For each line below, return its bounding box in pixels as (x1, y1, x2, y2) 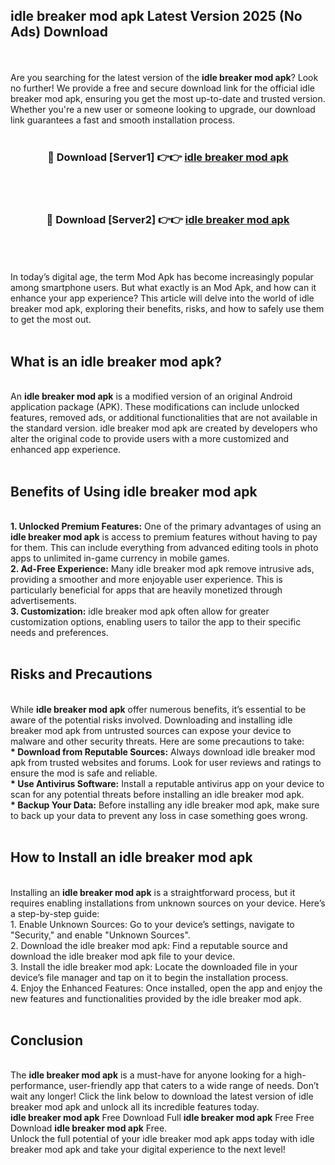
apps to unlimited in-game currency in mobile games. (10, 552, 230, 564)
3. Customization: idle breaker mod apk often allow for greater (10, 605, 270, 618)
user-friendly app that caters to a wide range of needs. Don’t (68, 1080, 320, 1092)
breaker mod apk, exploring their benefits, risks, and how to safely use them (10, 303, 325, 315)
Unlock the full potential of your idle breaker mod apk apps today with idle (10, 1133, 315, 1145)
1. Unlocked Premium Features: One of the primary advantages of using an (10, 520, 322, 533)
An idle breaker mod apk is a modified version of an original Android (10, 390, 293, 403)
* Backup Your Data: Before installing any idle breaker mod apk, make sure (10, 799, 320, 811)
